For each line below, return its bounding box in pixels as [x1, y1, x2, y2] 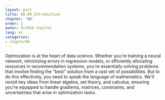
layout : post [5, 7, 32, 12]
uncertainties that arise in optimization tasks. [5, 89, 96, 95]
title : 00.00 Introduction [5, 12, 61, 17]
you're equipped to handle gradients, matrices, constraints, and [5, 84, 134, 90]
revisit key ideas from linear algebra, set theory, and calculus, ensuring [5, 79, 150, 85]
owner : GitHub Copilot [5, 26, 52, 31]
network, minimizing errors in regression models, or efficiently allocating [5, 58, 153, 64]
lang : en [5, 30, 23, 35]
